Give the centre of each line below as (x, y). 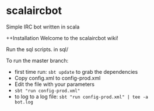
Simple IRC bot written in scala (43, 27)
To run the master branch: (37, 60)
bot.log (24, 102)
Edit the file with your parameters (55, 84)
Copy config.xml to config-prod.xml (57, 78)
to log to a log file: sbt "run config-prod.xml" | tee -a (81, 96)
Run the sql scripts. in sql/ (37, 49)
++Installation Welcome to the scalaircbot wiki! (62, 38)
